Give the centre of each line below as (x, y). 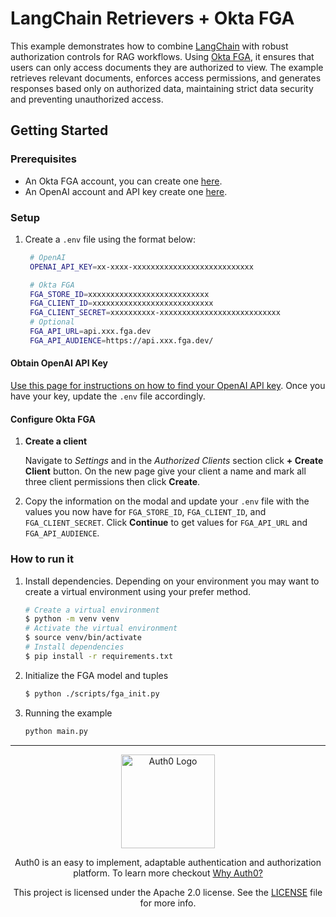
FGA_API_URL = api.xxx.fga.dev (90, 332)
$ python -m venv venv (72, 619)
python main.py (56, 731)
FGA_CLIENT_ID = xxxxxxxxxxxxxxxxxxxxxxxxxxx (121, 303)
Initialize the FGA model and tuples (96, 675)
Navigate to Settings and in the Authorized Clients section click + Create (174, 461)
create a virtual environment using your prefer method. (138, 591)
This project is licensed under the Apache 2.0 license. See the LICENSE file (168, 892)
